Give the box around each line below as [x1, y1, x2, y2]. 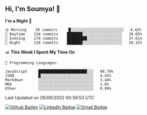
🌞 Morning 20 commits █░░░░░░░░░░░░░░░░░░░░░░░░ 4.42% [5, 27, 142, 32]
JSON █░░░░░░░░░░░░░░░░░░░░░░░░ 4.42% [5, 73, 111, 78]
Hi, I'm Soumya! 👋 [5, 5, 61, 13]
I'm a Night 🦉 [5, 18, 32, 23]
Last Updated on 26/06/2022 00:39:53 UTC [5, 94, 95, 100]
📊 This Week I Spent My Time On [5, 49, 75, 55]
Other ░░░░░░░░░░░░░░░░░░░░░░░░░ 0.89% [5, 86, 111, 91]
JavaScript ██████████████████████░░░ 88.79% [5, 69, 113, 74]
